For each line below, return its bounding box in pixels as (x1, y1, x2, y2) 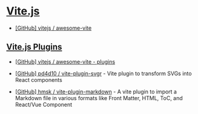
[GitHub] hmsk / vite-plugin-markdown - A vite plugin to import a (15, 88, 177, 95)
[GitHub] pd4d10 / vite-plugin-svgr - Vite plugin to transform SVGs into (15, 70, 192, 77)
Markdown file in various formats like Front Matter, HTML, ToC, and (15, 94, 183, 101)
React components (15, 76, 62, 83)
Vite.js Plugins (6, 42, 62, 52)
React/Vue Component (15, 101, 73, 108)
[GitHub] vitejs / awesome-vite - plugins (15, 58, 116, 65)
